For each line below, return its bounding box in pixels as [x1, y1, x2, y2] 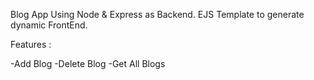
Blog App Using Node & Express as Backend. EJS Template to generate [10, 9, 305, 20]
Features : [10, 39, 52, 50]
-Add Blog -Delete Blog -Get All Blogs [10, 58, 166, 69]
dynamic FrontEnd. [10, 19, 88, 31]
